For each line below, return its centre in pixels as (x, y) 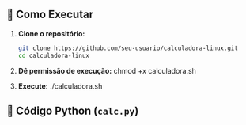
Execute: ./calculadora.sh (60, 86)
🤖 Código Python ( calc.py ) (73, 110)
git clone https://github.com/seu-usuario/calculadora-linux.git (128, 48)
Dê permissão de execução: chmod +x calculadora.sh (107, 70)
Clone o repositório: (51, 33)
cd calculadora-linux (53, 55)
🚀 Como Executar (50, 15)
